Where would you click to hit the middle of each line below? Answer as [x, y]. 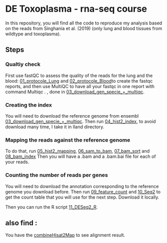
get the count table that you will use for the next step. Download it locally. [82, 197]
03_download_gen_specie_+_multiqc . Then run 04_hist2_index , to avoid [81, 121]
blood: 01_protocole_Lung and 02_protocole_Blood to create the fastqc [79, 81]
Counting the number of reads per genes [57, 175]
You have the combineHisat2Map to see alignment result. [65, 235]
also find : [21, 223]
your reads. [17, 162]
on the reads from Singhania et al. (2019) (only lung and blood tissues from [84, 28]
